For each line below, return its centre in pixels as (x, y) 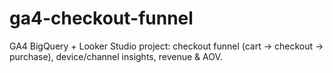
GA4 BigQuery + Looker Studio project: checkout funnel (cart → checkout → (166, 46)
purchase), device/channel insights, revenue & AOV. (116, 56)
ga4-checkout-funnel (101, 18)
